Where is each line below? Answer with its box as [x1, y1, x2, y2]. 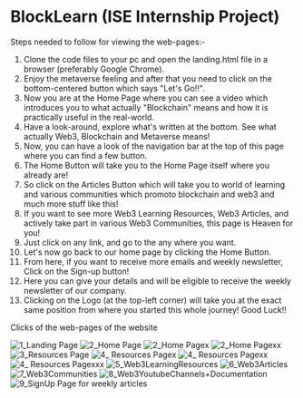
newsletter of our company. [23, 285, 127, 296]
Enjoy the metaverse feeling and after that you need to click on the [23, 73, 273, 83]
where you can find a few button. [23, 150, 148, 160]
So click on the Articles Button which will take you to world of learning [23, 179, 286, 189]
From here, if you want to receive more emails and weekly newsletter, [23, 256, 284, 267]
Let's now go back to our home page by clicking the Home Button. [23, 247, 271, 257]
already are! [23, 170, 69, 180]
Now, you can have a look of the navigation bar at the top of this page [23, 141, 285, 151]
